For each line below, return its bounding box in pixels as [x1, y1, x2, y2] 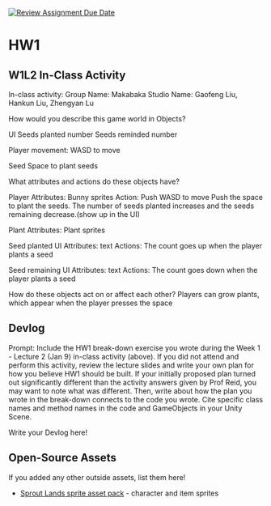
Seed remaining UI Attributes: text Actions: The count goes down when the [8, 266, 258, 274]
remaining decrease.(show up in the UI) [8, 210, 140, 219]
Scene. [8, 411, 32, 421]
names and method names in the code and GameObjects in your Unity [8, 403, 243, 413]
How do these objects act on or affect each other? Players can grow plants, [8, 290, 260, 299]
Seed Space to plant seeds [8, 161, 99, 170]
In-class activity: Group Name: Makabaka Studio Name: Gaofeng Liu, [8, 90, 238, 99]
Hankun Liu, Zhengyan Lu [8, 98, 95, 108]
